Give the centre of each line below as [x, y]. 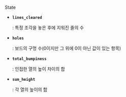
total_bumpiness [29, 59]
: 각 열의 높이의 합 [30, 89]
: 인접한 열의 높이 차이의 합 [39, 69]
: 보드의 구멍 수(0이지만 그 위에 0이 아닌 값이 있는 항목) [67, 48]
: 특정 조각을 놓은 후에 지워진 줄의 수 [48, 28]
